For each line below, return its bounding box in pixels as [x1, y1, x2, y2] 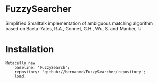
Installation [5, 44, 54, 55]
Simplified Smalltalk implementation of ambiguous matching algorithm [5, 20, 153, 26]
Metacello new [5, 60, 36, 66]
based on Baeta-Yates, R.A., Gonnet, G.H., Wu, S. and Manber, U [5, 25, 142, 31]
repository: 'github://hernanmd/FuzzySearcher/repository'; [14, 69, 146, 74]
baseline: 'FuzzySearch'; [14, 65, 70, 70]
